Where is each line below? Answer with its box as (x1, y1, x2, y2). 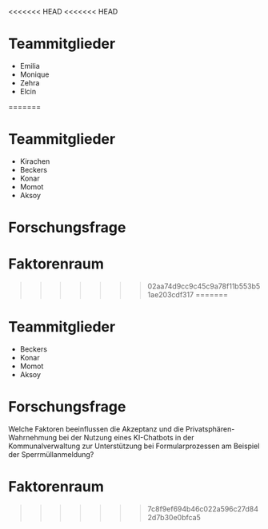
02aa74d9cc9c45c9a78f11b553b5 (147, 281, 261, 291)
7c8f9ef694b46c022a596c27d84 (147, 503, 258, 514)
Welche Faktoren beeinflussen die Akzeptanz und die (8, 424, 184, 434)
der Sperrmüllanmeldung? (8, 449, 94, 459)
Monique (19, 70, 50, 79)
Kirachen (19, 156, 50, 166)
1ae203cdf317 (147, 290, 194, 299)
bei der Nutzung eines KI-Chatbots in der (58, 432, 194, 442)
